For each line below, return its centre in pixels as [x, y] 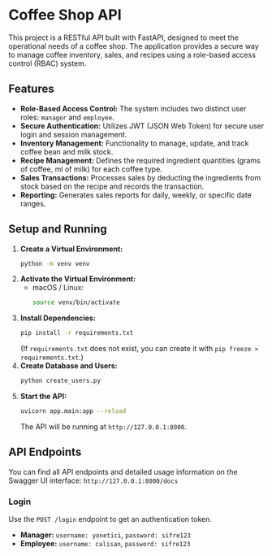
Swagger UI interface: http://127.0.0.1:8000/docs [93, 480]
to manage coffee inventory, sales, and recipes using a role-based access [132, 54]
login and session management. [73, 134]
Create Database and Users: [69, 366]
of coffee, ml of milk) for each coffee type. [91, 169]
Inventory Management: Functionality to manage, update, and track [134, 143]
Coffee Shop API [65, 15]
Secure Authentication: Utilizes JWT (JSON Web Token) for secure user [142, 126]
